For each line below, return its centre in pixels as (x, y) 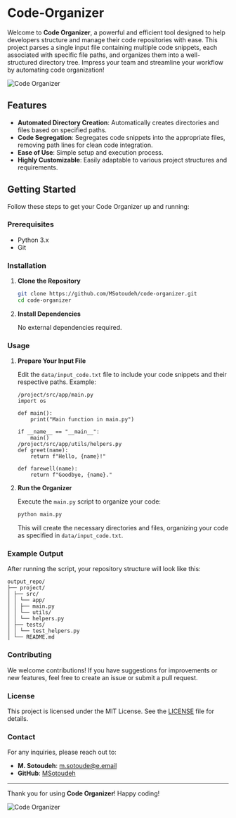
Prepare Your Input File (52, 361)
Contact (21, 736)
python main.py (40, 515)
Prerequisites (31, 224)
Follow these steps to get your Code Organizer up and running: (98, 206)
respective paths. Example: (57, 382)
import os (32, 401)
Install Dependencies (49, 314)
